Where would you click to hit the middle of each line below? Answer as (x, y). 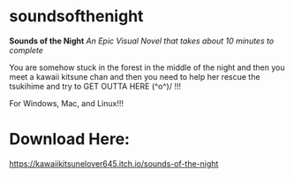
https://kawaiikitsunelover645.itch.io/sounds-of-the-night (114, 163)
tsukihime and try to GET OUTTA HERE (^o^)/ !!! (95, 86)
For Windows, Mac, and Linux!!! (66, 103)
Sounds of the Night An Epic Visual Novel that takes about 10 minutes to (142, 41)
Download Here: (70, 139)
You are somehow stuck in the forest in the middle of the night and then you (147, 67)
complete (26, 50)
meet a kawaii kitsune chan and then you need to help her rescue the (135, 76)
